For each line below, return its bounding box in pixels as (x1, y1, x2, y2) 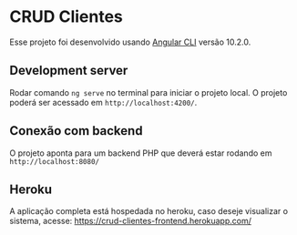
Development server (9, 63, 128, 78)
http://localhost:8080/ (9, 157, 100, 166)
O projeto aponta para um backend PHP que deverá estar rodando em (9, 148, 272, 158)
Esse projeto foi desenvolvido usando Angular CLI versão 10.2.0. (9, 36, 251, 47)
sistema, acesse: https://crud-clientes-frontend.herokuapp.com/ (9, 216, 252, 227)
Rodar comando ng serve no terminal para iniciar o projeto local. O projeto (9, 87, 288, 97)
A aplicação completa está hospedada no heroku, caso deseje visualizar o (9, 206, 289, 217)
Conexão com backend (9, 123, 143, 138)
